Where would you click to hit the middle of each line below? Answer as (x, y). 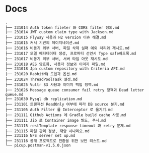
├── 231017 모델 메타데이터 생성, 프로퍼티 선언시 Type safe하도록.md (71, 54)
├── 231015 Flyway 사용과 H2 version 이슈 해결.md (56, 37)
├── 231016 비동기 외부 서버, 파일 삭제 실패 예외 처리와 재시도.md (67, 48)
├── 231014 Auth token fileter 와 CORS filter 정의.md (62, 28)
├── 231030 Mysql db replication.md (44, 99)
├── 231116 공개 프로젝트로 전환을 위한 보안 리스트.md (56, 141)
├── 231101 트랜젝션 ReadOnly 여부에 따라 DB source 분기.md (65, 104)
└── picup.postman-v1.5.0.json (38, 145)
